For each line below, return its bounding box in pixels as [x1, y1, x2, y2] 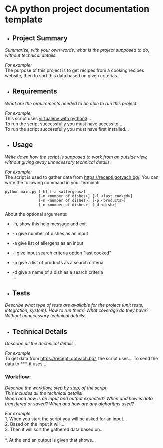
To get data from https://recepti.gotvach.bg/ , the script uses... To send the [5, 356, 158, 362]
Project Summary [12, 34, 68, 42]
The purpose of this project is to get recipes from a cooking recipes [5, 67, 144, 73]
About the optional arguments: [5, 211, 68, 217]
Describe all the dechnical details [5, 341, 74, 347]
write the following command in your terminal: [5, 179, 100, 185]
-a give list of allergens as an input [12, 240, 84, 246]
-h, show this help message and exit [12, 221, 87, 227]
